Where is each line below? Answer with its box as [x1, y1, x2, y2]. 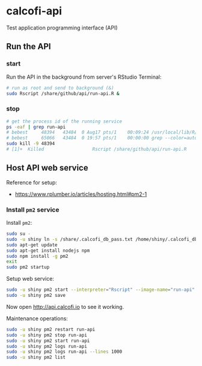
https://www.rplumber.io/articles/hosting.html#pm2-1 [14, 191, 147, 198]
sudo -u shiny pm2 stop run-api [6, 332, 87, 338]
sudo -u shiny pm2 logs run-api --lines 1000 [6, 349, 122, 355]
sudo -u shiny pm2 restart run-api [6, 326, 96, 332]
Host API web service [6, 163, 88, 173]
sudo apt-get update [6, 242, 58, 248]
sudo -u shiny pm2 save [6, 293, 66, 299]
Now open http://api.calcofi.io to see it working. [6, 303, 124, 310]
